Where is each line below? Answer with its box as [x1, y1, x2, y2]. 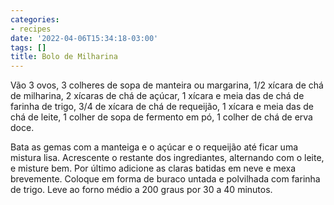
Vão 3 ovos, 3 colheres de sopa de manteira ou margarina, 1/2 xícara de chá [10, 79, 324, 91]
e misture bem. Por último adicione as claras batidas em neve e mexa [10, 162, 297, 175]
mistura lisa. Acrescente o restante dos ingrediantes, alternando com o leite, [10, 152, 325, 164]
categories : [10, 14, 60, 25]
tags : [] [10, 42, 47, 53]
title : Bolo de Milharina [10, 52, 118, 62]
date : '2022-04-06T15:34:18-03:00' [10, 33, 159, 43]
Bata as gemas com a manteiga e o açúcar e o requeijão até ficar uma [10, 141, 299, 153]
